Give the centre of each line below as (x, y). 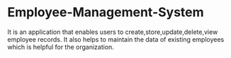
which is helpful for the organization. (61, 47)
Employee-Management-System (106, 12)
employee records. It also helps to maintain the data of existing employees (116, 39)
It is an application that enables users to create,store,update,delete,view (113, 32)
